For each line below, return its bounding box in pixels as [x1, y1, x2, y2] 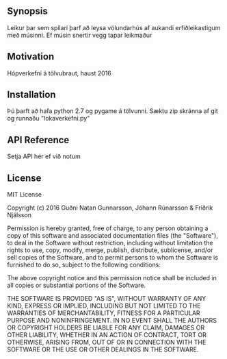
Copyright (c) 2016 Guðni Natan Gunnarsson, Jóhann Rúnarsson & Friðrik [7, 203, 213, 212]
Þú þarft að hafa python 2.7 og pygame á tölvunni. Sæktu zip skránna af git [7, 107, 219, 115]
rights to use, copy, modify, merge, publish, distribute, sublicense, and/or [7, 246, 213, 254]
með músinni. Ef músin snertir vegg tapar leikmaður [7, 31, 152, 39]
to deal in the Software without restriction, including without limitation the [7, 239, 213, 247]
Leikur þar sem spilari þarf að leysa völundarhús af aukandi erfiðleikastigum [7, 23, 221, 32]
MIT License [7, 190, 42, 199]
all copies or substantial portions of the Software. [7, 281, 146, 290]
